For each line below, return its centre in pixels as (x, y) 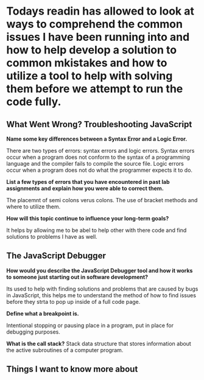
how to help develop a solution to (92, 50)
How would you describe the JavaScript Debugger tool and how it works (100, 270)
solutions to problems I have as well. (52, 237)
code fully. (34, 102)
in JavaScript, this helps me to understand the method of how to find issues (101, 295)
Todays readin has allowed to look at (100, 11)
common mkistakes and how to (87, 63)
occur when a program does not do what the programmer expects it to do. (100, 170)
